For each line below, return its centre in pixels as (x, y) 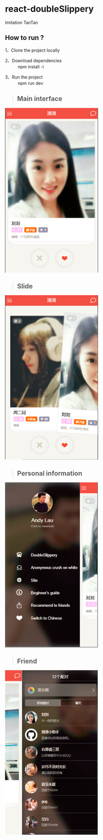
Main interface (40, 99)
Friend (27, 661)
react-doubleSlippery (49, 9)
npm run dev (31, 83)
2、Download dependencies (34, 60)
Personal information (50, 473)
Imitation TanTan (21, 22)
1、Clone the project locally (32, 50)
